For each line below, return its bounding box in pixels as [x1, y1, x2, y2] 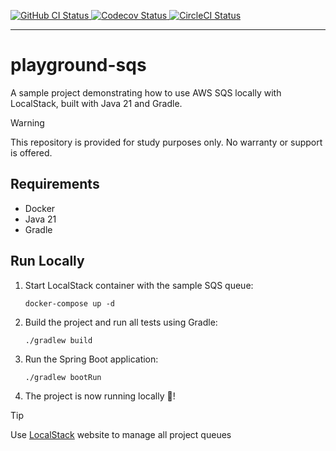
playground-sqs [10, 54, 147, 77]
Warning [10, 116, 45, 129]
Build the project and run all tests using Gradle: [24, 316, 218, 328]
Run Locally [10, 253, 85, 270]
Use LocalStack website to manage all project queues [10, 428, 232, 440]
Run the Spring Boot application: [24, 353, 159, 365]
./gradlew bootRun [24, 372, 102, 382]
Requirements [10, 176, 100, 193]
